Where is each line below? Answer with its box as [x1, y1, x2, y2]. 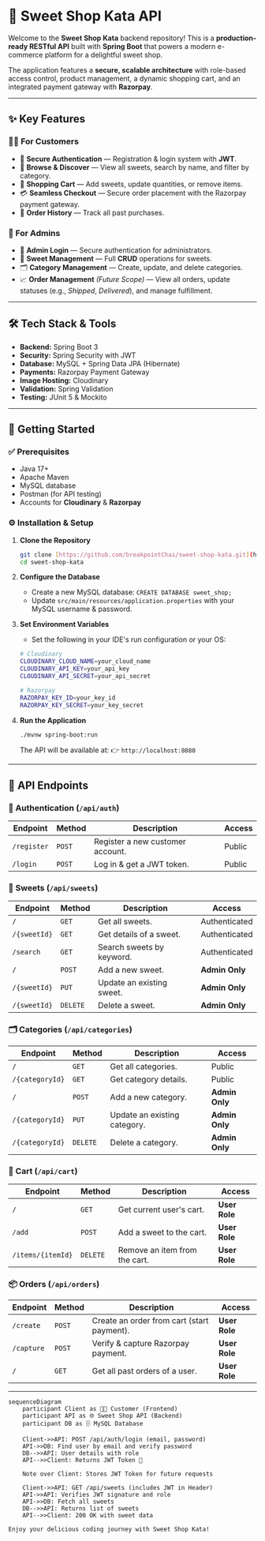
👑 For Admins [8, 227, 61, 238]
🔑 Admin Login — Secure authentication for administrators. [19, 245, 213, 255]
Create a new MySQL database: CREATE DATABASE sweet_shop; [31, 587, 233, 597]
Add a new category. [110, 1091, 188, 1102]
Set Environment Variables [19, 620, 110, 629]
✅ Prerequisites [8, 446, 69, 457]
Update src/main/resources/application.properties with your [31, 596, 235, 606]
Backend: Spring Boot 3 [19, 342, 99, 351]
